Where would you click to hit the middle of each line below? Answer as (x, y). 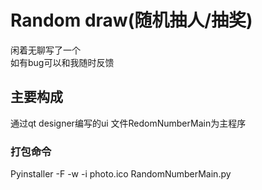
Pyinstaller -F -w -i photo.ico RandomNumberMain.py (121, 174)
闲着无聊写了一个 (45, 50)
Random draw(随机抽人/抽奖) (131, 20)
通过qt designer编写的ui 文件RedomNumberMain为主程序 (128, 123)
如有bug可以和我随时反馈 (62, 62)
